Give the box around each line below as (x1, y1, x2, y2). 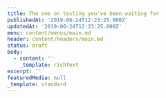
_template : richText (19, 61, 79, 68)
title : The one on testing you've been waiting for (7, 10, 159, 17)
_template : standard (7, 81, 67, 88)
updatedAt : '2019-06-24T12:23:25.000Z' (7, 23, 122, 30)
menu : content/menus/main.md (7, 29, 91, 37)
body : (7, 49, 23, 56)
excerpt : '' (7, 68, 41, 75)
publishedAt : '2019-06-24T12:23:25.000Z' (7, 17, 129, 23)
